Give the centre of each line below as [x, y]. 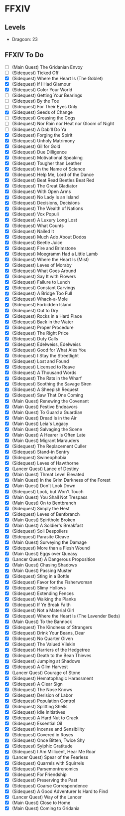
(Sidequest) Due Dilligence [39, 152]
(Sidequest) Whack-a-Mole [40, 299]
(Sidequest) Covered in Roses [42, 735]
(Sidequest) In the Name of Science [49, 169]
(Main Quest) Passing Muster [42, 571]
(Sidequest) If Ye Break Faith [41, 604]
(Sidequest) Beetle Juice [37, 242]
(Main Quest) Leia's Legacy [40, 424]
